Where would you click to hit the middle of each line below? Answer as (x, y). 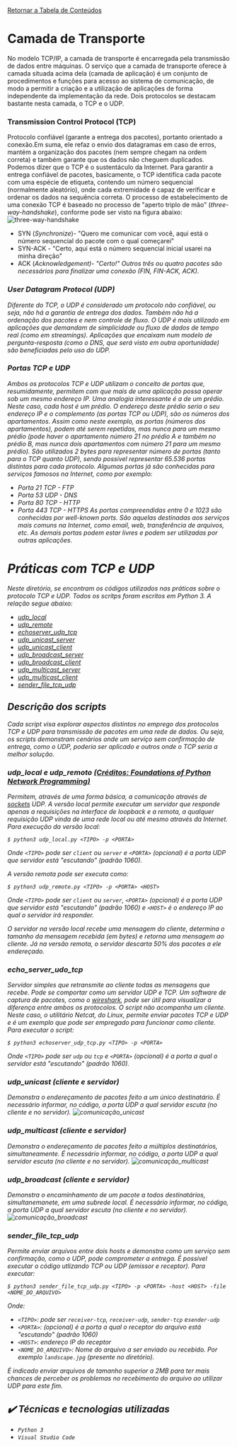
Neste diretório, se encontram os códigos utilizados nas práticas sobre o (114, 588)
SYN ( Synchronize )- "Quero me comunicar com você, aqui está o (113, 233)
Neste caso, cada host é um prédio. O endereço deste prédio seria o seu (114, 406)
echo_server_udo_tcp (45, 970)
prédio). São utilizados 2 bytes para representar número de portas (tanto (114, 451)
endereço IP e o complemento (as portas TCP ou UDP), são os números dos (118, 414)
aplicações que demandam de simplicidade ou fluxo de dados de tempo (113, 327)
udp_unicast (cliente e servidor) (63, 1082)
